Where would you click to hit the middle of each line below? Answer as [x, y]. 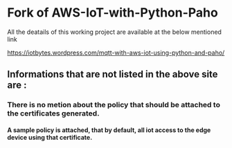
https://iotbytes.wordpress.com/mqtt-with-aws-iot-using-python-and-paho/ [116, 53]
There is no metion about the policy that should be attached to [114, 105]
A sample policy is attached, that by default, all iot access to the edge [109, 130]
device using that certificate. [50, 137]
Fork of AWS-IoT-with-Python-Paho [113, 13]
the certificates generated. [53, 113]
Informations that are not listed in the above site [113, 74]
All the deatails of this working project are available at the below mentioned [114, 32]
